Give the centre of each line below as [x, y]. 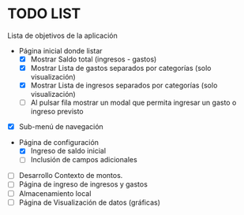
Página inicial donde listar [61, 50]
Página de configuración [59, 143]
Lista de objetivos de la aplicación [62, 35]
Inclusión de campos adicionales [84, 160]
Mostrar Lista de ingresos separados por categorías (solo [124, 85]
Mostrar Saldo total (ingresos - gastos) [94, 59]
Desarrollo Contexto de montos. [71, 176]
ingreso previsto [57, 112]
